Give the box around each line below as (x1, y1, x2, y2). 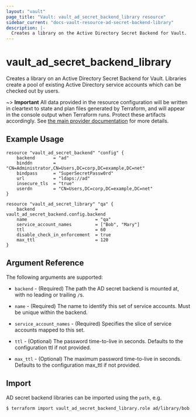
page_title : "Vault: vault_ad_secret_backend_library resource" (6, 14, 166, 20)
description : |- (6, 25, 46, 31)
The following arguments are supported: (6, 274, 104, 281)
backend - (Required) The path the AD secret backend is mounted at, (14, 285, 180, 292)
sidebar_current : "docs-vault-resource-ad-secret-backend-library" (6, 19, 174, 25)
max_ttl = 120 (16, 237, 109, 243)
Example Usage (6, 134, 64, 144)
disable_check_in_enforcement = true (16, 232, 111, 238)
